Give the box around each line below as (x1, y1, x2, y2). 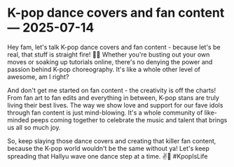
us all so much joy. (7, 123, 61, 131)
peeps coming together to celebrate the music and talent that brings (30, 115, 228, 124)
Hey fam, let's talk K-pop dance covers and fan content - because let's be (7, 43, 221, 51)
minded (7, 115, 29, 124)
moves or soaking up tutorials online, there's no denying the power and (7, 57, 213, 66)
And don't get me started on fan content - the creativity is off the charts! (7, 86, 216, 94)
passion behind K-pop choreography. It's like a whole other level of (7, 65, 201, 73)
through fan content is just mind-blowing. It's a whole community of (7, 108, 203, 117)
